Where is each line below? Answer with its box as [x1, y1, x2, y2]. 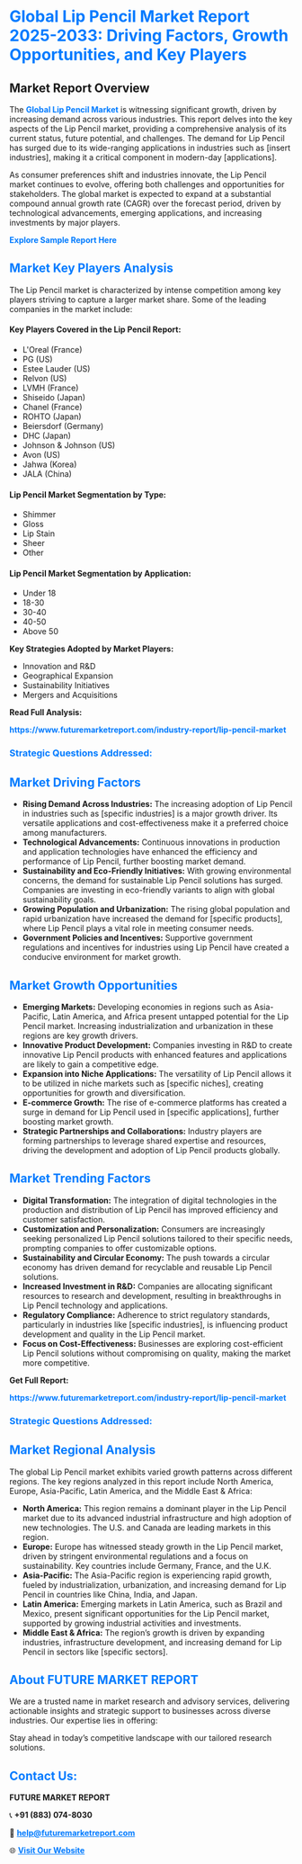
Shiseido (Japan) [22, 392, 86, 403]
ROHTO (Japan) [22, 411, 83, 422]
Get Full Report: [9, 1375, 69, 1385]
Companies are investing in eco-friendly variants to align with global [22, 884, 276, 896]
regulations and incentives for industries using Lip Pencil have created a [22, 942, 289, 953]
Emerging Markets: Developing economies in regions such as [22, 1001, 253, 1012]
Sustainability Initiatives [22, 680, 111, 691]
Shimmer [22, 509, 57, 520]
